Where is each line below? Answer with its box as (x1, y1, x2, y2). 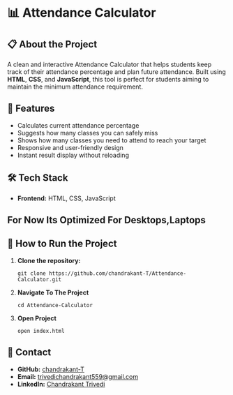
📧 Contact (7, 346, 52, 359)
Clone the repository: (17, 256, 81, 264)
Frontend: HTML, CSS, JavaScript (17, 194, 116, 202)
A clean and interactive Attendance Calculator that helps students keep (7, 60, 212, 68)
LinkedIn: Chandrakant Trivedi (17, 380, 105, 388)
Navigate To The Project (17, 288, 89, 297)
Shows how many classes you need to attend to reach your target (17, 136, 206, 144)
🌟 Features (7, 103, 55, 114)
